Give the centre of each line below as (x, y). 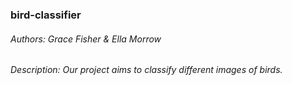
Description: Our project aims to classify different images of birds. (146, 70)
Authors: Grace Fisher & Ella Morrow (86, 39)
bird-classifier (46, 15)
